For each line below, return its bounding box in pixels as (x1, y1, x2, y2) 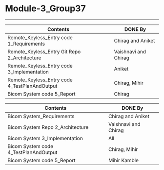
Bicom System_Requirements (7, 113, 75, 120)
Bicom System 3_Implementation (7, 135, 83, 142)
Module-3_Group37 (5, 3, 86, 14)
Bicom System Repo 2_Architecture (7, 123, 89, 130)
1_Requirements (7, 40, 45, 47)
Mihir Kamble (108, 157, 139, 164)
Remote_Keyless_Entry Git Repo (7, 48, 81, 55)
